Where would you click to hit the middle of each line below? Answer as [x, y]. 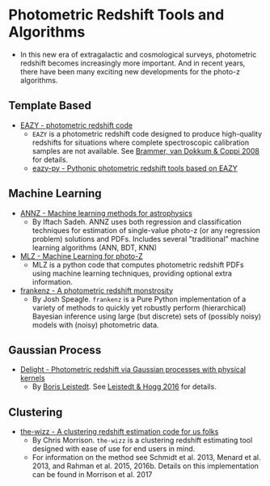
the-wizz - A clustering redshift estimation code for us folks [119, 432]
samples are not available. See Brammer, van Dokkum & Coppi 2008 [146, 150]
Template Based [50, 106]
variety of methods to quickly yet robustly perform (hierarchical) [139, 307]
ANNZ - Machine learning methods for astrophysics [106, 213]
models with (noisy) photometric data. [95, 324]
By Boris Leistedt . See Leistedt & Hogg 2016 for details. [124, 387]
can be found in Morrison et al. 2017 [92, 475]
